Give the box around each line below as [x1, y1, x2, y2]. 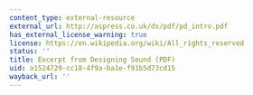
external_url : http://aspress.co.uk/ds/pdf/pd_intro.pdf [9, 22, 229, 31]
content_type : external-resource [9, 13, 136, 23]
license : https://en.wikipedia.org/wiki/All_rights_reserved [9, 38, 245, 48]
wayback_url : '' [9, 72, 70, 81]
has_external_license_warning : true [9, 30, 147, 39]
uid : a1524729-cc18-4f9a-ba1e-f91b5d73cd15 [9, 64, 176, 73]
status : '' [9, 47, 51, 56]
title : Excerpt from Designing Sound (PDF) [9, 55, 176, 64]
